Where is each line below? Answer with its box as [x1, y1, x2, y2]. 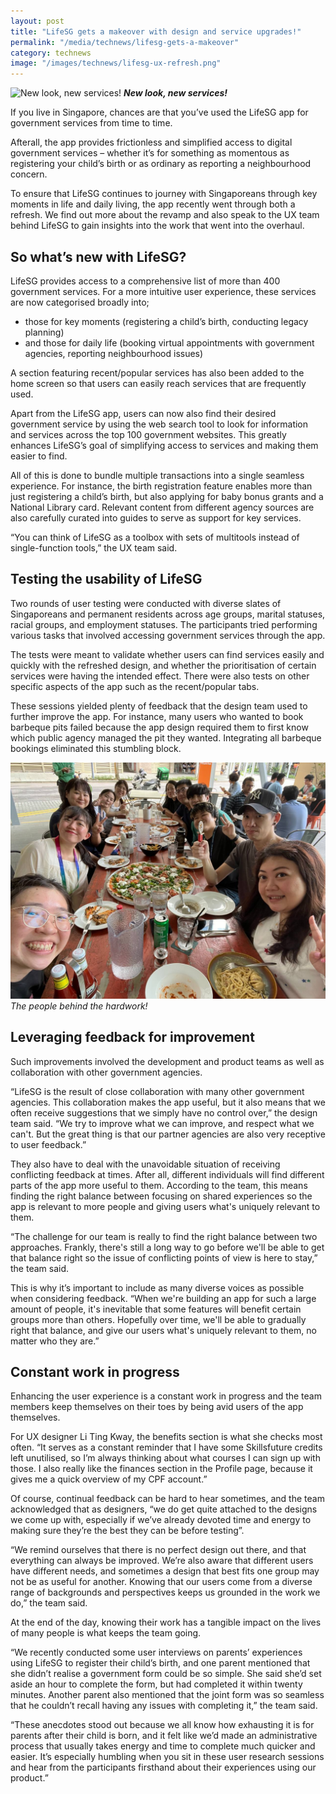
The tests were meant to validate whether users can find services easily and [10, 648, 325, 660]
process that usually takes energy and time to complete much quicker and [10, 1740, 316, 1752]
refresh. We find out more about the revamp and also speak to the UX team [10, 209, 320, 221]
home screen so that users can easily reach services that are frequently [10, 377, 307, 389]
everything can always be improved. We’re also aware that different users [10, 1555, 314, 1567]
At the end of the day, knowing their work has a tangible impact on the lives [10, 1616, 322, 1629]
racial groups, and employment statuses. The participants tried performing [10, 618, 318, 630]
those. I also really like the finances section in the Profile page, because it [10, 1463, 313, 1475]
